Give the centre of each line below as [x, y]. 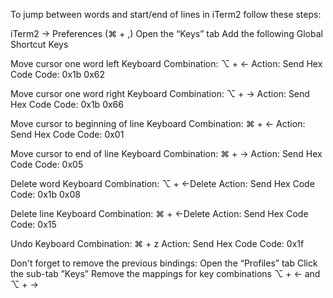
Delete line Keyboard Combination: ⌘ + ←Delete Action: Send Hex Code [159, 213]
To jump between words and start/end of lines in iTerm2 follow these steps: [166, 14]
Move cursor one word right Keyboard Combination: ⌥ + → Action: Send [160, 93]
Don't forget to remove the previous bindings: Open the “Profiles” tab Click [164, 263]
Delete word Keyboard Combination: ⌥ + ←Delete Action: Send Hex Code [162, 183]
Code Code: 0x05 [47, 164]
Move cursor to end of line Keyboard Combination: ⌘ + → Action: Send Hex [166, 153]
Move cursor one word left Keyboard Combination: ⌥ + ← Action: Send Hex [166, 63]
